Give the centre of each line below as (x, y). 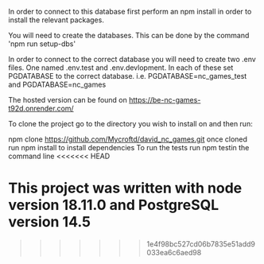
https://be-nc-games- (165, 100)
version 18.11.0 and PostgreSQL (114, 205)
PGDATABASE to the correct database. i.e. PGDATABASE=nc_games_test (128, 76)
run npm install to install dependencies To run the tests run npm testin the (129, 148)
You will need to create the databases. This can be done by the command (129, 35)
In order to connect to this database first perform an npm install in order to (130, 12)
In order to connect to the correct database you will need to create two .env (132, 59)
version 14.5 (50, 222)
